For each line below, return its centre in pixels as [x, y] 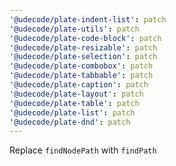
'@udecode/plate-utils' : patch [74, 29]
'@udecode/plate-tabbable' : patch [81, 76]
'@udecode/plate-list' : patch [72, 112]
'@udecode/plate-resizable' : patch [83, 47]
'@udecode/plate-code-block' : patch [85, 38]
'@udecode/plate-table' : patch [74, 103]
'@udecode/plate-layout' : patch [76, 94]
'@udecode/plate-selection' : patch [83, 57]
